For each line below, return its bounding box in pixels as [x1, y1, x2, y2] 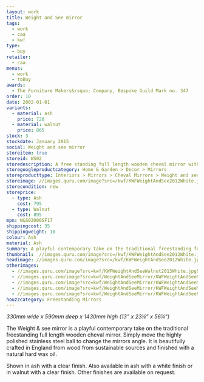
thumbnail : [6, 251, 34, 258]
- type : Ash [12, 195, 42, 201]
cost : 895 [17, 212, 42, 218]
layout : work [6, 8, 39, 15]
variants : [6, 104, 32, 111]
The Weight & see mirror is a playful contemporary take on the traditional [6, 325, 188, 332]
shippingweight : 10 [6, 229, 56, 235]
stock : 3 [6, 133, 29, 139]
